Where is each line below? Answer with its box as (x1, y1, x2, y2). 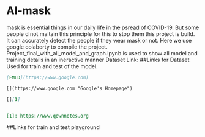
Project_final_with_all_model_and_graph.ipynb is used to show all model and (6, 49, 198, 57)
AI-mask (6, 4, 51, 18)
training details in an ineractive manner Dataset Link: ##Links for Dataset (6, 56, 190, 63)
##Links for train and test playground (6, 124, 100, 131)
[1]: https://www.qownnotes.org (6, 113, 89, 119)
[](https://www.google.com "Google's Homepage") (6, 85, 133, 91)
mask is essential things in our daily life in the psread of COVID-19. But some (6, 24, 199, 31)
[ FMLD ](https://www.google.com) (6, 74, 89, 80)
